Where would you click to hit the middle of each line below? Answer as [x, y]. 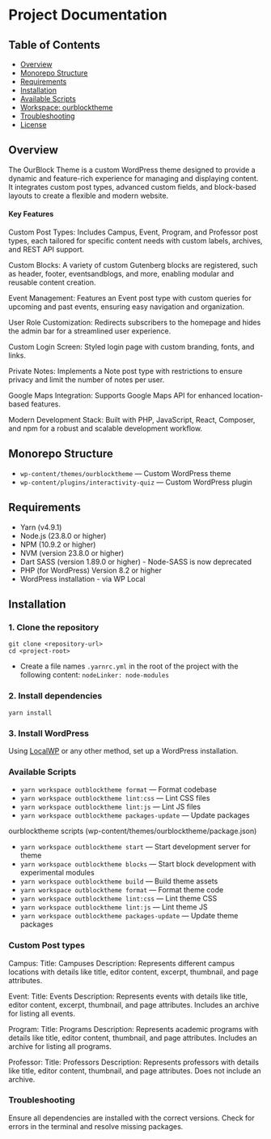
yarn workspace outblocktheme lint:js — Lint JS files [110, 807]
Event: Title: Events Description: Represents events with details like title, [128, 996]
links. [17, 355]
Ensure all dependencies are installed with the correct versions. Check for [131, 1118]
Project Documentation [88, 15]
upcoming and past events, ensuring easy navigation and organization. [127, 307]
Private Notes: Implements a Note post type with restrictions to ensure [125, 372]
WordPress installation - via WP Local [83, 578]
